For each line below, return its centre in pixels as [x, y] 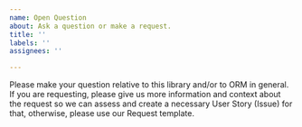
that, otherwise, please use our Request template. [102, 113]
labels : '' [30, 43]
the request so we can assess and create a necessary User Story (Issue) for [151, 104]
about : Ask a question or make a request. [90, 26]
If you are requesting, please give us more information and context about [145, 95]
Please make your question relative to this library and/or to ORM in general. [149, 85]
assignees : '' [36, 51]
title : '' [28, 34]
